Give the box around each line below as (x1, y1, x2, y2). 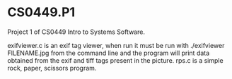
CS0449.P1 (7, 4, 76, 20)
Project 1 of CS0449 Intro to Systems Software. (7, 28, 145, 36)
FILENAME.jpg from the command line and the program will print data (7, 49, 210, 57)
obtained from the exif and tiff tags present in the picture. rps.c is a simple (7, 56, 224, 64)
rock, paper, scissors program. (7, 63, 97, 72)
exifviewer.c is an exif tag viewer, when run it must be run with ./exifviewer (7, 41, 225, 49)
